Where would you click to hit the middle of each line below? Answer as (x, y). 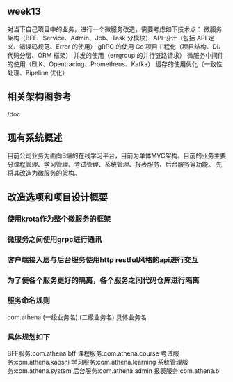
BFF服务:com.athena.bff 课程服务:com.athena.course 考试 (90, 353)
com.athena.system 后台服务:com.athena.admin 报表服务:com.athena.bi (118, 371)
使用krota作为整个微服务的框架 (59, 219)
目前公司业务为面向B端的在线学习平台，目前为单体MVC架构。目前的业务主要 (117, 155)
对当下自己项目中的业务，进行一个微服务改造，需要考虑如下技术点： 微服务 (115, 29)
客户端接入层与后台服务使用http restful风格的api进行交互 (103, 259)
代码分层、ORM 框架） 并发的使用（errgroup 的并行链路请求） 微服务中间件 (115, 55)
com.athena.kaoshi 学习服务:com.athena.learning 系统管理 (98, 362)
